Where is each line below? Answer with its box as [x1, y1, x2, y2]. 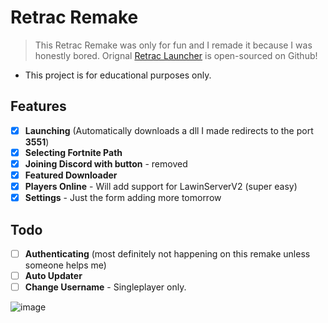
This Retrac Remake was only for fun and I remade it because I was [34, 39, 313, 51]
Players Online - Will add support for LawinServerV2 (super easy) [24, 181, 298, 192]
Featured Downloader [24, 169, 118, 181]
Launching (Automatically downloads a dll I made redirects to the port [24, 124, 314, 136]
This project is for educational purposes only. [24, 69, 212, 81]
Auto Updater [24, 270, 83, 281]
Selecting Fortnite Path [24, 146, 123, 158]
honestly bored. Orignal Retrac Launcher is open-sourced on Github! [34, 49, 318, 61]
